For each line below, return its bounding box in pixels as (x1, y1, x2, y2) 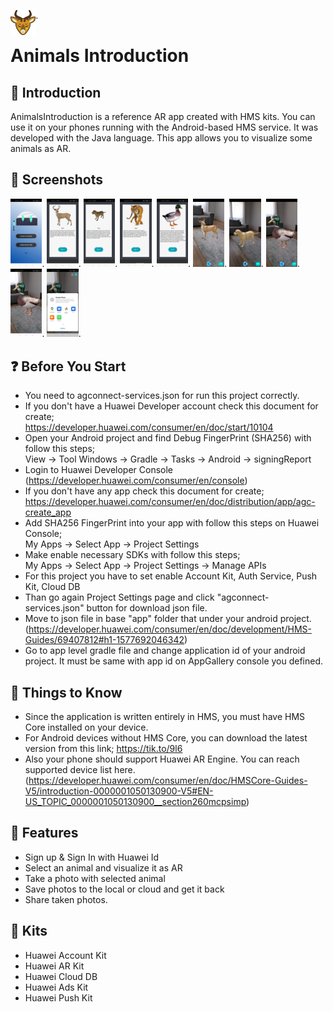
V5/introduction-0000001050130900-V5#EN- (24, 785, 214, 797)
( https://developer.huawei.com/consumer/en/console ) (24, 475, 248, 487)
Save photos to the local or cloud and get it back (24, 883, 225, 895)
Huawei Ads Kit (24, 981, 89, 993)
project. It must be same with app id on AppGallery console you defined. (24, 655, 324, 667)
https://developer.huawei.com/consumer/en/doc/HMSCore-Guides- (28, 775, 308, 787)
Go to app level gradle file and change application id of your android (24, 645, 306, 657)
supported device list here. (24, 764, 136, 776)
